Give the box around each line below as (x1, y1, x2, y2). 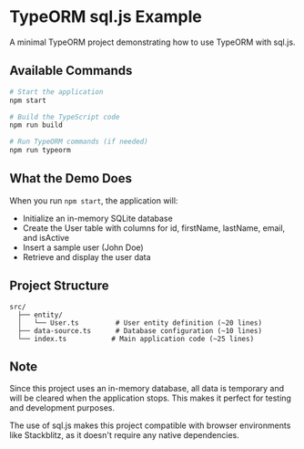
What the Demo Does (9, 171, 133, 186)
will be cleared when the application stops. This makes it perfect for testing (9, 392, 291, 403)
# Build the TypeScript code (9, 112, 120, 121)
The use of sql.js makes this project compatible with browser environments (9, 420, 291, 431)
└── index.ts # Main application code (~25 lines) (17, 334, 255, 343)
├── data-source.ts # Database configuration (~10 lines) (17, 326, 262, 335)
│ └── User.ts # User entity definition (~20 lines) (17, 318, 262, 328)
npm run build (9, 120, 64, 130)
